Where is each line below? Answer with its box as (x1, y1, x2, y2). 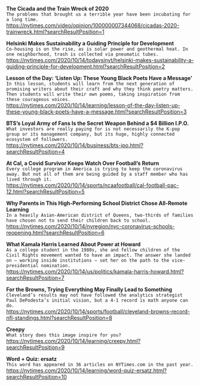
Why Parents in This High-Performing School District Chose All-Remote (6, 200, 188, 207)
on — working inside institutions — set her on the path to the (6, 258, 170, 264)
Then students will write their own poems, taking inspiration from (6, 91, 180, 97)
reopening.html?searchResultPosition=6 (6, 229, 104, 236)
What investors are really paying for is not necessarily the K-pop (6, 126, 180, 132)
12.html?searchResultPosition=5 (6, 188, 85, 195)
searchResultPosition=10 (6, 373, 67, 380)
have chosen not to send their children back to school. (6, 217, 151, 223)
